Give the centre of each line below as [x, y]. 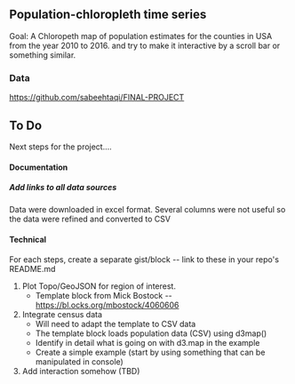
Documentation [39, 167]
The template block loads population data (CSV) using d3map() [151, 333]
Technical [28, 240]
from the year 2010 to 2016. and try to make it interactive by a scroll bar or [145, 45]
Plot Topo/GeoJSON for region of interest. [99, 286]
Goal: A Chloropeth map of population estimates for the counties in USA [141, 36]
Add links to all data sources [63, 188]
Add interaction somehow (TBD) [81, 371]
